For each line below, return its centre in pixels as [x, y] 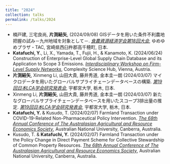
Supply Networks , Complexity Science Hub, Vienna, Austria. [88, 69]
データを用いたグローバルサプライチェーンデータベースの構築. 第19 [92, 81]
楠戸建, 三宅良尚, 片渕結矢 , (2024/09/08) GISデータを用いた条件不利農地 [89, 35]
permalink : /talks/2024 [31, 19]
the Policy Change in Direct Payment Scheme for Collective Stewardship [88, 140]
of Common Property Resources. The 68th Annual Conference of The [86, 145]
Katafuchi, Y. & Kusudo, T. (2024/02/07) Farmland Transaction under [86, 113]
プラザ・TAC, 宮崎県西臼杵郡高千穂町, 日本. [63, 47]
